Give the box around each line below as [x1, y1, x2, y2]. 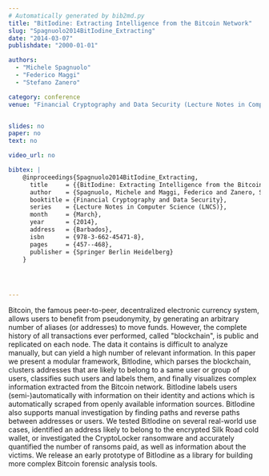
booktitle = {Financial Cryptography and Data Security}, [29, 196, 227, 204]
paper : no [8, 129, 42, 137]
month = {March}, [29, 210, 102, 219]
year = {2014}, [29, 218, 98, 226]
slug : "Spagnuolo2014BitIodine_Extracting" [8, 26, 156, 35]
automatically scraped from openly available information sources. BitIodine [8, 399, 255, 409]
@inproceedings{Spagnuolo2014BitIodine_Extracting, [22, 173, 199, 181]
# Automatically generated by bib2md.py [8, 11, 146, 20]
